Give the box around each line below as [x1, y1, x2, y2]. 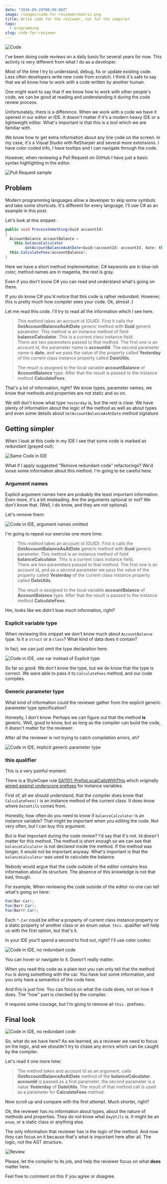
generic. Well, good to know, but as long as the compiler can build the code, [5, 719, 161, 726]
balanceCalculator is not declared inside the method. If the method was [5, 843, 153, 849]
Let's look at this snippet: [5, 217, 57, 223]
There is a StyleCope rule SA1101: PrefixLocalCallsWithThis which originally [5, 777, 159, 783]
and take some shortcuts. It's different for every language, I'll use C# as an [5, 202, 158, 208]
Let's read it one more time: [5, 1058, 62, 1064]
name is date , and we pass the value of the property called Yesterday [17, 349, 161, 355]
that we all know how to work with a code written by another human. [5, 79, 145, 85]
